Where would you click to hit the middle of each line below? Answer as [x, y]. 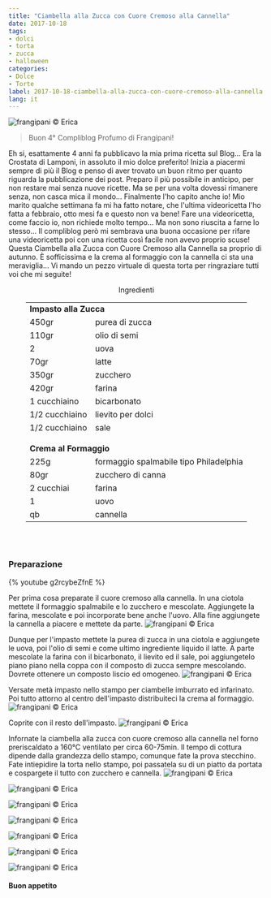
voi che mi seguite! [40, 274]
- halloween [28, 62]
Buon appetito [33, 886]
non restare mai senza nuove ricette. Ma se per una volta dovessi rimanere [133, 188]
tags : [17, 31]
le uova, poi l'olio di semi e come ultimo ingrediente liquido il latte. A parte [131, 648]
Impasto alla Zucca [67, 309]
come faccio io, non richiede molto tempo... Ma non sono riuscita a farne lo [134, 222]
